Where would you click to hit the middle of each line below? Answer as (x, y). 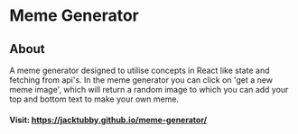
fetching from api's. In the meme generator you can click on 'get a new (141, 80)
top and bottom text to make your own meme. (94, 99)
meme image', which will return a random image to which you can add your (149, 89)
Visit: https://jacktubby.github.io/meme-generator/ (108, 120)
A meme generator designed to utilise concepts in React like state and (140, 70)
